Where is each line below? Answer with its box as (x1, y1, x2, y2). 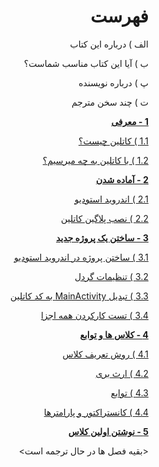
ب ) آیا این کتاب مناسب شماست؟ (23, 57, 149, 69)
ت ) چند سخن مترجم (71, 96, 149, 108)
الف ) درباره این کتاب (69, 38, 149, 50)
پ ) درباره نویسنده (78, 76, 149, 89)
